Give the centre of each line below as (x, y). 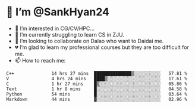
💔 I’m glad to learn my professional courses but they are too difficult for (102, 47)
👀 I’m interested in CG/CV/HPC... (55, 28)
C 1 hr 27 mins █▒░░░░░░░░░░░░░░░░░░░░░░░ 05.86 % (97, 84)
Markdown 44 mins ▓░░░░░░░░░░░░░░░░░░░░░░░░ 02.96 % (97, 99)
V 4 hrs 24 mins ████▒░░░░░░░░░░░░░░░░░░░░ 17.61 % (97, 78)
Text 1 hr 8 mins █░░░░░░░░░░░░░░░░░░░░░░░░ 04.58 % (97, 89)
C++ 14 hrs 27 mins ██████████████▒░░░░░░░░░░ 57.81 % (97, 73)
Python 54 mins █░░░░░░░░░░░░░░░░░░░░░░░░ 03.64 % (97, 94)
